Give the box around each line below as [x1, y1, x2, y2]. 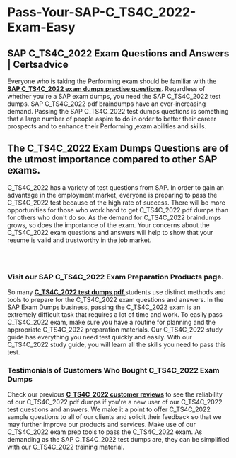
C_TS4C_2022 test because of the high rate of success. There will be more [7, 198, 226, 207]
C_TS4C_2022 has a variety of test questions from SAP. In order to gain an [7, 183, 224, 191]
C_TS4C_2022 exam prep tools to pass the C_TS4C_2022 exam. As [7, 428, 203, 436]
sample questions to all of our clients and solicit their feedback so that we [7, 413, 222, 421]
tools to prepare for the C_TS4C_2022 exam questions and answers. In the [7, 296, 224, 304]
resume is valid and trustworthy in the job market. [7, 236, 152, 244]
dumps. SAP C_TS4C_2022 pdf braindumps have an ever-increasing [7, 100, 206, 108]
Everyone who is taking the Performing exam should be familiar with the [7, 77, 217, 85]
